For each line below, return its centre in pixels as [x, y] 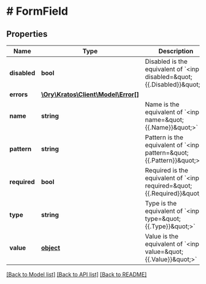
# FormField [37, 11]
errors [19, 94]
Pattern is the [164, 137]
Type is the [161, 203]
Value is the [162, 236]
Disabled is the [166, 61]
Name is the [162, 104]
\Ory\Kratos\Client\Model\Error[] [90, 94]
